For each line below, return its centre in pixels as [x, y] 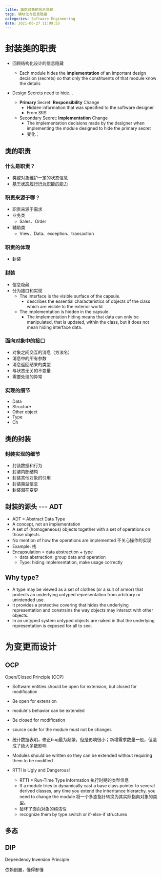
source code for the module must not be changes [62, 729]
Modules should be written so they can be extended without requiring [82, 755]
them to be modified [32, 760]
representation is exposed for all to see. [52, 626]
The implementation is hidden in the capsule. [64, 312]
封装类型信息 [25, 484]
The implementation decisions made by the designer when [86, 123]
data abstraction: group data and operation [62, 557]
